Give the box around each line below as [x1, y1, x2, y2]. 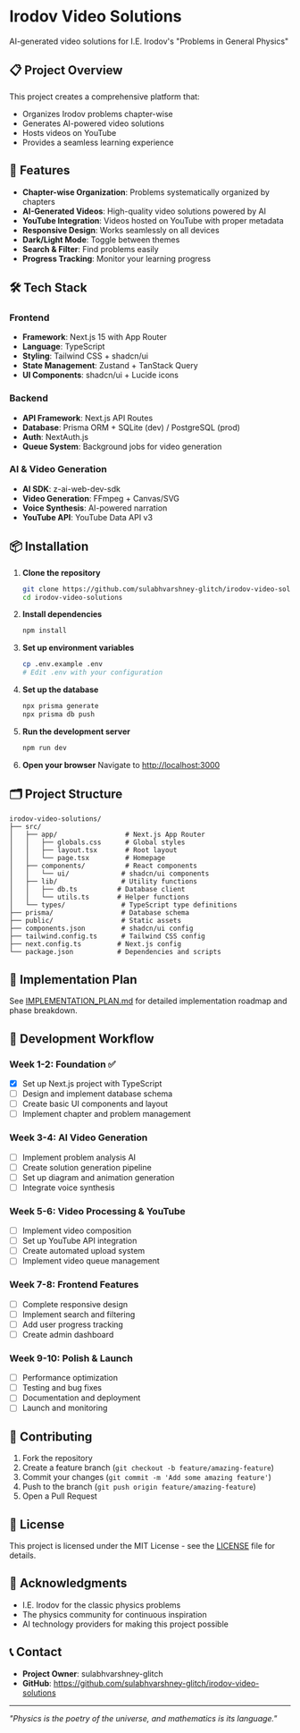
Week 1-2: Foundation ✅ [9, 1058, 116, 1070]
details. [9, 1550, 37, 1561]
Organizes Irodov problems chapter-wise [21, 108, 173, 119]
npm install [21, 626, 67, 636]
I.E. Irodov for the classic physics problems [21, 1599, 181, 1610]
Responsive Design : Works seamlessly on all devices [21, 224, 221, 235]
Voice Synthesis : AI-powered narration [21, 503, 168, 513]
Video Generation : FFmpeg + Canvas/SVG [21, 493, 180, 503]
